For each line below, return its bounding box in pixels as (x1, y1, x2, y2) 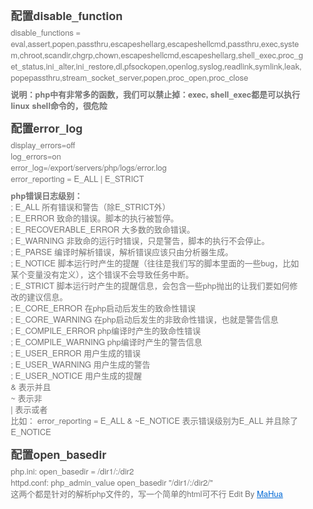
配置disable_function (10, 7, 124, 24)
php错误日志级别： (10, 189, 83, 202)
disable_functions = (10, 26, 81, 39)
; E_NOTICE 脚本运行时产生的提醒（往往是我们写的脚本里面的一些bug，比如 (10, 257, 300, 269)
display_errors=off (10, 138, 76, 151)
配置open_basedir (10, 446, 107, 463)
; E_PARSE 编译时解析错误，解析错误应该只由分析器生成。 (10, 245, 234, 258)
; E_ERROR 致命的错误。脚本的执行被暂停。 (10, 212, 179, 224)
